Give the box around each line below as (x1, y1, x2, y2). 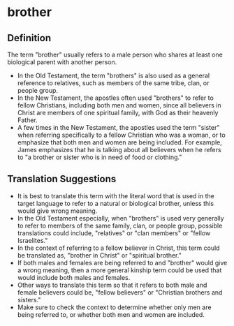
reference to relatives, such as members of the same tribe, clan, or (17, 79, 210, 87)
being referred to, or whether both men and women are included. (17, 310, 205, 318)
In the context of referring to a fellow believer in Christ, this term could (17, 244, 220, 252)
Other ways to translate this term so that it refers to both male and (17, 281, 207, 289)
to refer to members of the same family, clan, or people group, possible (17, 221, 223, 230)
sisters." (17, 295, 41, 304)
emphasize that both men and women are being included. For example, (17, 138, 222, 147)
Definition (7, 32, 51, 44)
